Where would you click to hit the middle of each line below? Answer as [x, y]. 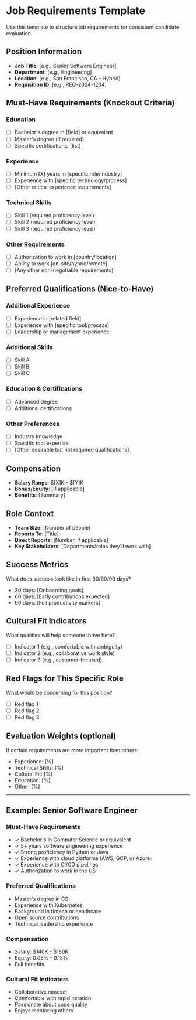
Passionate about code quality [51, 1004]
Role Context [30, 514]
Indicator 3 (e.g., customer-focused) [58, 660]
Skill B [22, 367]
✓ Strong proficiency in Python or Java [62, 852]
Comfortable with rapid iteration [53, 998]
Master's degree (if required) [49, 139]
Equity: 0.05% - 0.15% [41, 958]
